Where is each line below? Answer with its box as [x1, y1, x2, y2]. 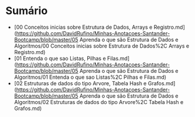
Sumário [5, 4, 48, 18]
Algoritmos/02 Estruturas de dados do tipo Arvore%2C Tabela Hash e [14, 98, 184, 105]
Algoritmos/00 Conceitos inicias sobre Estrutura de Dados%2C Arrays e [14, 42, 190, 49]
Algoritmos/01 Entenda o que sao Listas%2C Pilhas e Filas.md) [14, 73, 167, 81]
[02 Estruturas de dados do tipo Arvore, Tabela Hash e [14, 79, 147, 86]
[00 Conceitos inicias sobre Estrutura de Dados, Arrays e [14, 24, 153, 31]
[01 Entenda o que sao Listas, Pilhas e [14, 55, 107, 62]
